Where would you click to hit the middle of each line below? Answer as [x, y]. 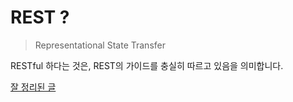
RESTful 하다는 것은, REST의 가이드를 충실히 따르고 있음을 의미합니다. [147, 65]
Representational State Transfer [100, 45]
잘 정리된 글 [33, 87]
